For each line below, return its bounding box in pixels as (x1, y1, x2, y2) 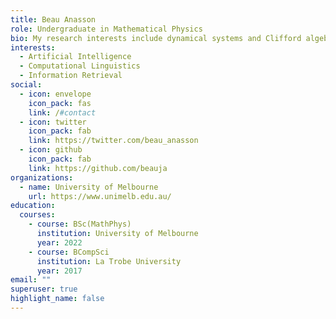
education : (10, 201, 56, 211)
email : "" (10, 275, 52, 285)
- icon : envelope (19, 89, 92, 99)
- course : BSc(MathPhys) (28, 219, 132, 230)
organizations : (10, 172, 74, 183)
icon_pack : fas (28, 98, 92, 108)
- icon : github (19, 145, 83, 155)
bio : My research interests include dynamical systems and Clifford (10, 33, 302, 43)
